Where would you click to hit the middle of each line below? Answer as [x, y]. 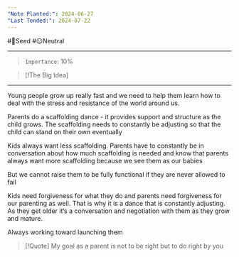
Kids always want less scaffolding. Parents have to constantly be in [106, 146]
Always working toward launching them [65, 232]
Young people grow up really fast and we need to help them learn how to [114, 95]
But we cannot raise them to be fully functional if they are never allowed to [116, 174]
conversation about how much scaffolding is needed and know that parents [118, 153]
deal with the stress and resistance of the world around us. [94, 103]
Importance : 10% [49, 61]
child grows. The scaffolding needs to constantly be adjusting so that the [114, 124]
